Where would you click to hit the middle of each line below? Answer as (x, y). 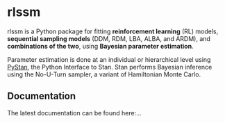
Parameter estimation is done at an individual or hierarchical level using (109, 59)
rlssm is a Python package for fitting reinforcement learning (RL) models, (113, 31)
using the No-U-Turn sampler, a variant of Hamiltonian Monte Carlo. (104, 74)
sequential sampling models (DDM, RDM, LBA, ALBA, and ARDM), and (109, 38)
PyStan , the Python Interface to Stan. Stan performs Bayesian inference (110, 67)
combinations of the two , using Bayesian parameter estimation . (100, 46)
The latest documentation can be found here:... (75, 113)
